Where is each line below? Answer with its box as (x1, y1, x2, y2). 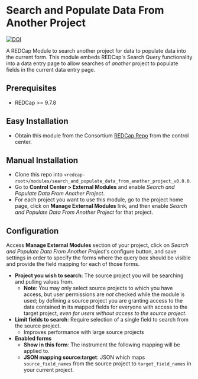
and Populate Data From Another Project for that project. (14, 208, 154, 216)
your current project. (23, 367, 74, 374)
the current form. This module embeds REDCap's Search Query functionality (6, 53, 193, 60)
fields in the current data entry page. (6, 66, 96, 73)
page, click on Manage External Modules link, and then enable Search (14, 203, 187, 210)
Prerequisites (6, 83, 57, 94)
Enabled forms (14, 335, 52, 342)
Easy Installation (6, 116, 69, 126)
